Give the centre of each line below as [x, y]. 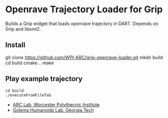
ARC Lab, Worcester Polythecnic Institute [56, 104]
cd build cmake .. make [30, 63]
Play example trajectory [44, 79]
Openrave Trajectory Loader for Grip [84, 9]
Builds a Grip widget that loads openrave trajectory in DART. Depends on [82, 23]
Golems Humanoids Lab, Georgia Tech [53, 110]
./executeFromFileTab [28, 95]
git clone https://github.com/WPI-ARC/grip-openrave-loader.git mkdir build [84, 57]
